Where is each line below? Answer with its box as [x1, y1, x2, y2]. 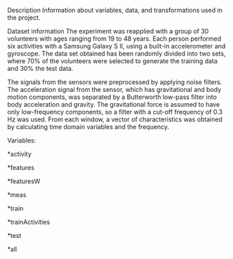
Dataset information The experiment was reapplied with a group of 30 [7, 27, 209, 35]
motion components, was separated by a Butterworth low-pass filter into [7, 93, 218, 101]
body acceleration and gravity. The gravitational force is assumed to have [7, 100, 220, 108]
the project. [7, 13, 41, 22]
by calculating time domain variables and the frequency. [7, 123, 170, 131]
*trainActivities [7, 218, 51, 226]
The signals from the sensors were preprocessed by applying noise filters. [7, 78, 222, 86]
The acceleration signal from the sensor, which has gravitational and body [7, 86, 222, 93]
